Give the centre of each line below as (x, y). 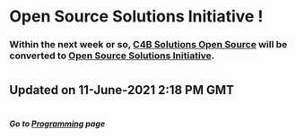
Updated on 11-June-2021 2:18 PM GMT (122, 90)
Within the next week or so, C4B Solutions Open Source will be (148, 45)
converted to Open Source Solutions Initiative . (112, 56)
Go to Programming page (57, 124)
